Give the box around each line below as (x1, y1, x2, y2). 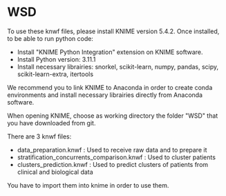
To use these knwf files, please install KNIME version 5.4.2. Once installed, (7, 27, 220, 35)
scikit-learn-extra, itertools (17, 70, 94, 78)
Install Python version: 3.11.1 (17, 55, 96, 63)
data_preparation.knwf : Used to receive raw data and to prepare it (17, 145, 207, 154)
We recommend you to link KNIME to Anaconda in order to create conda (7, 83, 213, 91)
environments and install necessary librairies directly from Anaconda (7, 91, 203, 99)
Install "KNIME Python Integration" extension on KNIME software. (17, 48, 203, 56)
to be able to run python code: (7, 34, 93, 42)
